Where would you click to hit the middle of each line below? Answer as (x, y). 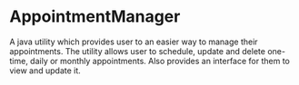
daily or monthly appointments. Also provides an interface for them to (160, 61)
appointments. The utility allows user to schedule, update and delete (138, 51)
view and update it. (45, 71)
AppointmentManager (95, 17)
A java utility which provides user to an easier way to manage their (134, 42)
